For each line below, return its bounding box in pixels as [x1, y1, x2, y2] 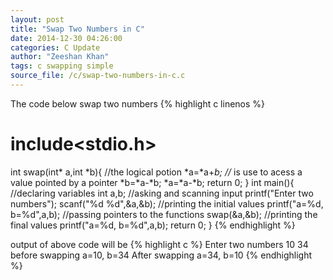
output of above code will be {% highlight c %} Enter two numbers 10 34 [10, 238, 309, 250]
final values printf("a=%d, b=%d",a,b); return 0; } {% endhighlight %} [10, 219, 296, 231]
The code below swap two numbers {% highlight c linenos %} [10, 97, 266, 110]
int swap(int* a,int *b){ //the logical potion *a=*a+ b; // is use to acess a [10, 166, 303, 178]
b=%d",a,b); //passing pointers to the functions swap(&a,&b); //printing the [10, 208, 318, 220]
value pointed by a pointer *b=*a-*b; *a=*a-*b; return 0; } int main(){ [10, 176, 295, 188]
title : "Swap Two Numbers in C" [10, 24, 145, 34]
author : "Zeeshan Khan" [10, 52, 110, 62]
